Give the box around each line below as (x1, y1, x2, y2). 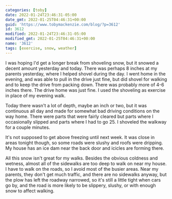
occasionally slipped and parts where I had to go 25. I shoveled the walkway (5, 118, 167, 125)
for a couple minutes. (5, 124, 50, 130)
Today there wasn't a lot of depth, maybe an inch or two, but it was (5, 102, 147, 108)
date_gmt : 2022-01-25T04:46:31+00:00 (5, 17, 86, 22)
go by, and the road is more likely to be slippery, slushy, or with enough (5, 182, 156, 188)
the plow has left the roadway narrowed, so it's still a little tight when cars (5, 176, 161, 183)
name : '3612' (5, 41, 33, 46)
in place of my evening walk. (5, 92, 66, 98)
